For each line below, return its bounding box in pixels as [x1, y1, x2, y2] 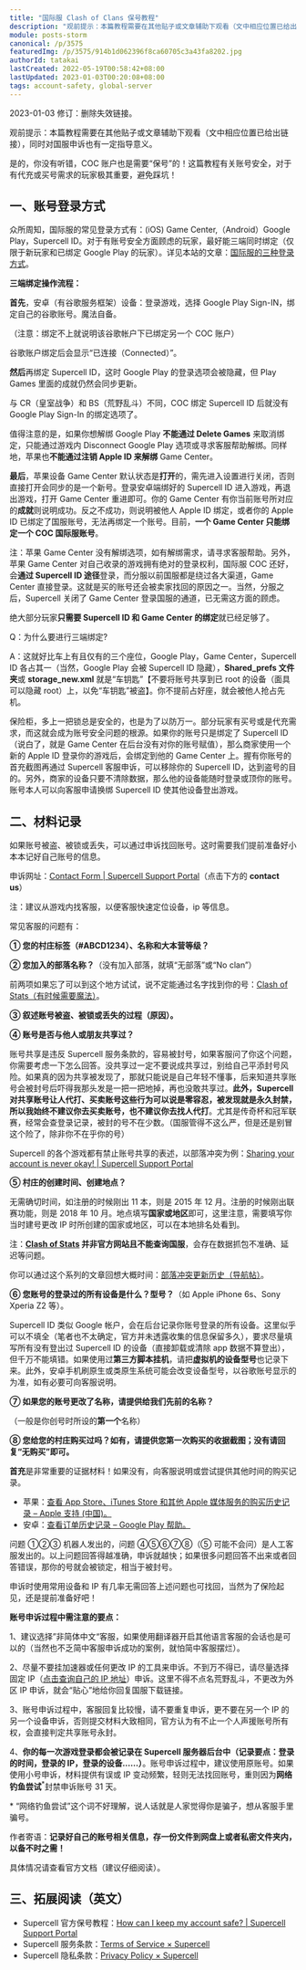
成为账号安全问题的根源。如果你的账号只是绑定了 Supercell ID [56, 728, 289, 739]
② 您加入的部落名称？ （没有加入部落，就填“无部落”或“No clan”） [9, 959, 257, 970]
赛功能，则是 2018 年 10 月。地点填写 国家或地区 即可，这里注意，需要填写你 [9, 1208, 293, 1219]
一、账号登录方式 [9, 198, 106, 215]
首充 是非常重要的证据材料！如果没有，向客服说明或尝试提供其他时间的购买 [9, 1466, 289, 1477]
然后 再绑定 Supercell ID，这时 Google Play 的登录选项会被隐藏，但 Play [9, 367, 277, 378]
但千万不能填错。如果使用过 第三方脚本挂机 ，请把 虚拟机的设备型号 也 [9, 1354, 265, 1365]
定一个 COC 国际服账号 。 [9, 528, 104, 539]
